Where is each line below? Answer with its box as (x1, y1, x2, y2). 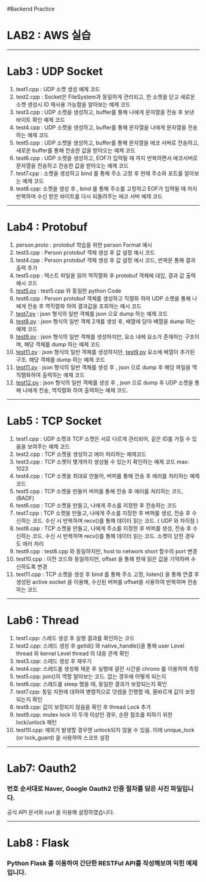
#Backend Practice (7, 6, 55, 12)
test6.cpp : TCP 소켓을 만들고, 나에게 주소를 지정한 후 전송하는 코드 (15, 501, 177, 509)
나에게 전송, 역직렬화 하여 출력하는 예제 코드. (22, 386, 129, 394)
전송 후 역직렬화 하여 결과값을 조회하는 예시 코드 (27, 302, 142, 310)
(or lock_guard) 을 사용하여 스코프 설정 (15, 734, 110, 741)
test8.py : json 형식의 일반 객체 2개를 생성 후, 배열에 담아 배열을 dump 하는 (15, 318, 196, 325)
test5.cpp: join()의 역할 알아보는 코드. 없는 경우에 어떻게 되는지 (15, 673, 167, 680)
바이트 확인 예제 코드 (15, 116, 65, 123)
